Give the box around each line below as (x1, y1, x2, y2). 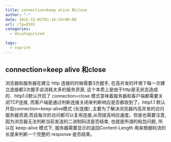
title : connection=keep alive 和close (5, 7, 88, 13)
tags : (5, 40, 17, 46)
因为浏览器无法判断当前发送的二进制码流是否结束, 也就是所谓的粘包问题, (5, 118, 158, 124)
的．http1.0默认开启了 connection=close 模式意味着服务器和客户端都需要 (5, 92, 159, 99)
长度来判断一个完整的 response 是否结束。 (5, 131, 95, 137)
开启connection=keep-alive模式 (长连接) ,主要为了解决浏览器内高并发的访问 (5, 105, 165, 111)
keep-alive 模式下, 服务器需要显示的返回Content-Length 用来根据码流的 (15, 125, 166, 131)
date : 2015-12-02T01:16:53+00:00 (5, 17, 77, 22)
